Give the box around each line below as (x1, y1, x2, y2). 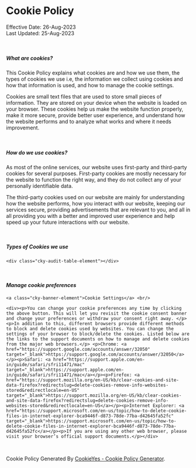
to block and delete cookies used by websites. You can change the (6, 326, 174, 332)
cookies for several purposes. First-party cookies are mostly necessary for (6, 170, 187, 177)
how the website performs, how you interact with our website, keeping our (6, 200, 185, 207)
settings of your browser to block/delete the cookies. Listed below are (6, 331, 190, 337)
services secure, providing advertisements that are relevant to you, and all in (6, 206, 191, 213)
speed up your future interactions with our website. (6, 218, 130, 226)
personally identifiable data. (6, 182, 73, 189)
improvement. (6, 124, 40, 131)
